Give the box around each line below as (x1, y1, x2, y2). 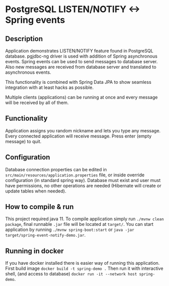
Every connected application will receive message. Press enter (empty (5, 133, 152, 139)
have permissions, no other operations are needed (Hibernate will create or (5, 182, 161, 188)
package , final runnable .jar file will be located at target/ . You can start (5, 221, 154, 227)
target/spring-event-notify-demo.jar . (5, 232, 86, 238)
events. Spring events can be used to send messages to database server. (5, 59, 158, 64)
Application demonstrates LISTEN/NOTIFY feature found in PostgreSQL (5, 48, 154, 54)
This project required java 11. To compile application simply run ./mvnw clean (5, 216, 164, 222)
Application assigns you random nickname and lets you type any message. (5, 127, 161, 133)
